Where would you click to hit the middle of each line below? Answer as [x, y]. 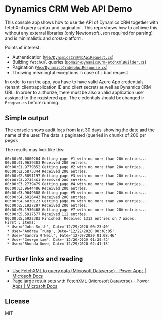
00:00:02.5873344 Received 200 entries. [47, 171]
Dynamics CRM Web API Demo [69, 9]
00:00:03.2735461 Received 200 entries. [47, 180]
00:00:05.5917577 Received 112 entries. [47, 214]
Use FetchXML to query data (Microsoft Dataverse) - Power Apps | [79, 270]
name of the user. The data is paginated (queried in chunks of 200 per [76, 135]
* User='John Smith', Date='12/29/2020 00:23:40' [59, 227]
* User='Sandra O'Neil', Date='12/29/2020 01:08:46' [62, 235]
